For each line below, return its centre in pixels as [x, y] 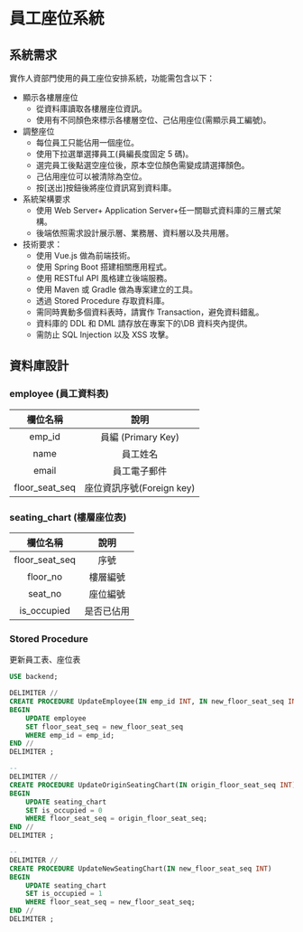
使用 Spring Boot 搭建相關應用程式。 [104, 267]
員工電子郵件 [140, 471]
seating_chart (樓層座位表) [68, 517]
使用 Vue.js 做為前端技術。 [85, 255]
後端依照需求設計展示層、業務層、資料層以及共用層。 [135, 233]
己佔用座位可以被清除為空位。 [91, 176]
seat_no [45, 593]
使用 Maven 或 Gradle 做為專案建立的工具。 [117, 289]
